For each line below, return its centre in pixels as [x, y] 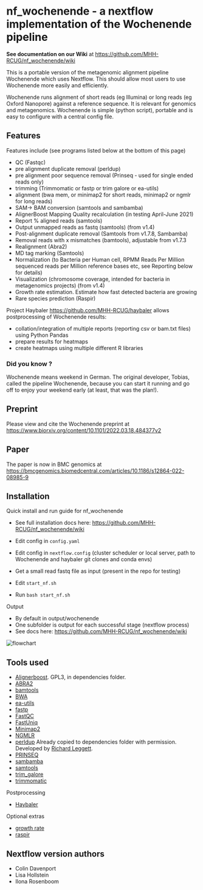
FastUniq [26, 723]
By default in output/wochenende [57, 619]
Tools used [28, 662]
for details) [29, 272]
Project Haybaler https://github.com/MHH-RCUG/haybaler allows [88, 310]
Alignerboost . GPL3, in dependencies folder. [71, 677]
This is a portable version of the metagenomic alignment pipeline [88, 72]
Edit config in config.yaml [47, 541]
